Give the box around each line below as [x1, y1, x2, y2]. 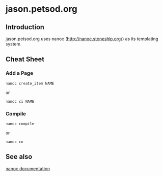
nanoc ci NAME [5, 99, 35, 104]
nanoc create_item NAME [5, 81, 54, 86]
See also [5, 153, 32, 161]
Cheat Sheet [5, 55, 45, 64]
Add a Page [5, 70, 33, 77]
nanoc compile [5, 121, 35, 126]
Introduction [5, 23, 45, 31]
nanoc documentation [5, 165, 50, 172]
